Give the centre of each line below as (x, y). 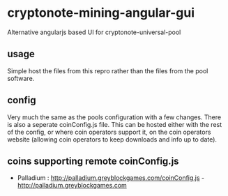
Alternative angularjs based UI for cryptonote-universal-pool (94, 32)
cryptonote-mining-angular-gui (101, 13)
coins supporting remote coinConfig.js (93, 161)
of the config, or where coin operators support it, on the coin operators (109, 132)
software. (21, 78)
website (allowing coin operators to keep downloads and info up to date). (112, 139)
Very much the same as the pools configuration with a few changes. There (114, 117)
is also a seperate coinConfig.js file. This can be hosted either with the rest (115, 124)
